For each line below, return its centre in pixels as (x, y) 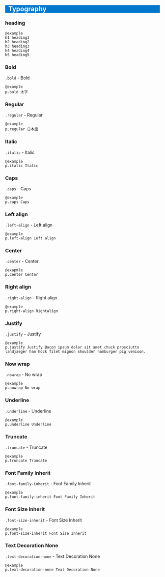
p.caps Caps (17, 202)
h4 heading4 (17, 50)
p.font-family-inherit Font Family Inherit (50, 497)
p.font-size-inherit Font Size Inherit (46, 533)
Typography (27, 9)
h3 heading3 (17, 46)
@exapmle (14, 270)
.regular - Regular (24, 115)
